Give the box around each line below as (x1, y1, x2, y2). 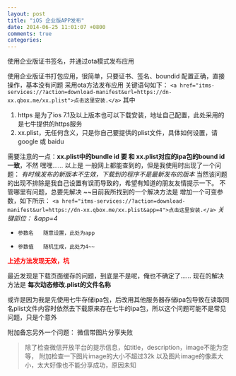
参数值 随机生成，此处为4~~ (17, 243, 95, 251)
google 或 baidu (17, 137, 64, 146)
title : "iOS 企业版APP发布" (7, 17, 85, 24)
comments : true (7, 30, 52, 37)
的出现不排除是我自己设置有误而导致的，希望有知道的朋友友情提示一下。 (7, 179, 218, 187)
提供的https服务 (36, 119, 83, 128)
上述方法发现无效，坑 (7, 257, 69, 265)
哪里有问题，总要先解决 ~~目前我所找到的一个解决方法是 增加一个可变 (13, 188, 218, 196)
